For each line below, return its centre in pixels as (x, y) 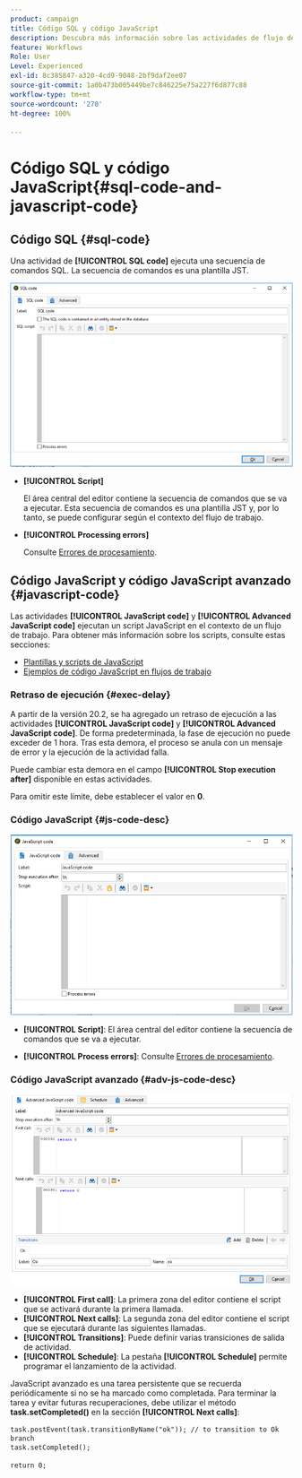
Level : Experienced (47, 66)
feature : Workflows (47, 48)
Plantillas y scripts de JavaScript (83, 662)
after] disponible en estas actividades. (81, 779)
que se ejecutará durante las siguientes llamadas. (115, 1327)
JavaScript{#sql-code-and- (116, 187)
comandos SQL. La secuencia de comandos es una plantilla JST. (129, 271)
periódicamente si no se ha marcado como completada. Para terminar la (143, 1393)
